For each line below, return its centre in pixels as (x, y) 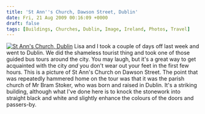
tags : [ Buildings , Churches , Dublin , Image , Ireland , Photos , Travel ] (98, 29)
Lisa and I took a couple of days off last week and (137, 46)
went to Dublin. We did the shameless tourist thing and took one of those (98, 53)
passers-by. (21, 105)
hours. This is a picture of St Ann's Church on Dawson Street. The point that (102, 72)
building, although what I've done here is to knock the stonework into (93, 91)
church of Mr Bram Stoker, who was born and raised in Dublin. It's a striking (102, 85)
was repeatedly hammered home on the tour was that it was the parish (95, 79)
